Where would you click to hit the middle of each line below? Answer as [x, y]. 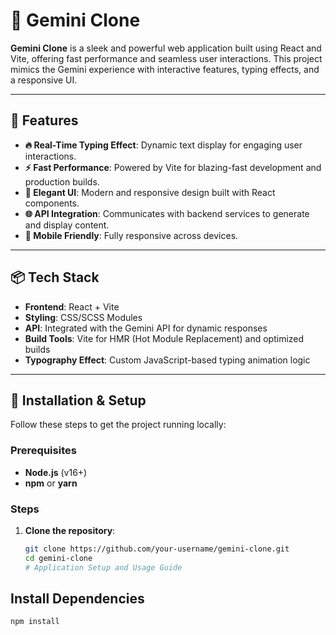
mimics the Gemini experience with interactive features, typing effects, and [165, 69]
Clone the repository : [70, 530]
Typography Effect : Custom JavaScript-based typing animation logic [167, 360]
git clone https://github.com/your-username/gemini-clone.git [157, 549]
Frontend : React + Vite [72, 306]
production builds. [62, 181]
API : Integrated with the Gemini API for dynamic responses [146, 328]
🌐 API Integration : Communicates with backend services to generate [167, 213]
